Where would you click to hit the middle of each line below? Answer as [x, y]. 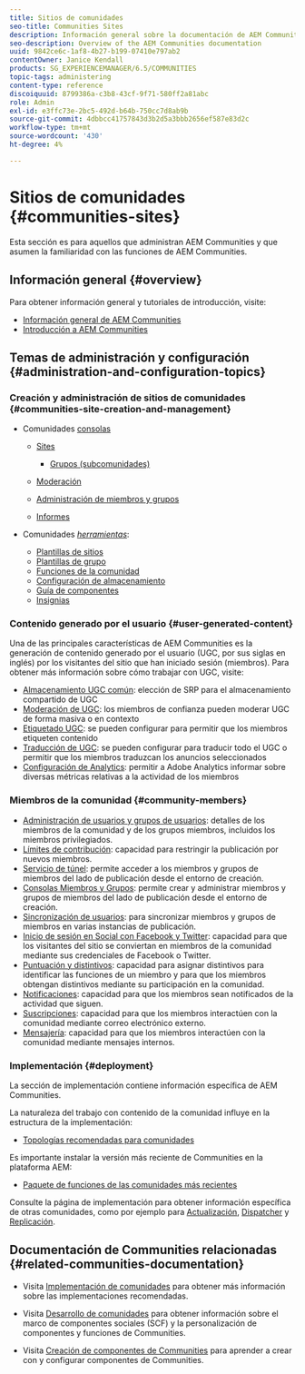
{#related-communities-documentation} [127, 1265]
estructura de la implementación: [71, 1122]
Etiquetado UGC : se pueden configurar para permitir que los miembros [155, 728]
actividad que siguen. [63, 1003]
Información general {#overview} [106, 280]
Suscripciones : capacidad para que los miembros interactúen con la [150, 1013]
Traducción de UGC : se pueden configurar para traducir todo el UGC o [155, 748]
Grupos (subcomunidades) [100, 464]
